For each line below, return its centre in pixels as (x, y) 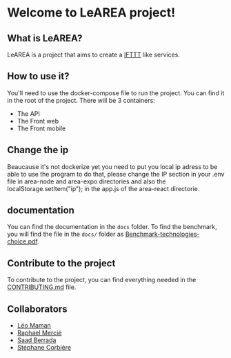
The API (28, 113)
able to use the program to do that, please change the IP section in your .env (116, 174)
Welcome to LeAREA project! (91, 13)
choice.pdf (22, 241)
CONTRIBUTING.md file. (42, 287)
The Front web (38, 121)
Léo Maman (34, 326)
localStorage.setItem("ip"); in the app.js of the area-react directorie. (103, 188)
